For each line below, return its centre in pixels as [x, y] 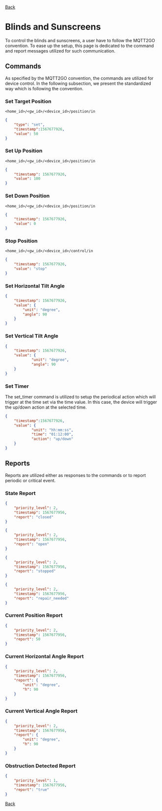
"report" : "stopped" [35, 571]
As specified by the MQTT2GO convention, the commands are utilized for [79, 78]
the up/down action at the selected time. [46, 407]
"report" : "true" [32, 789]
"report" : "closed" [34, 517]
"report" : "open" [32, 544]
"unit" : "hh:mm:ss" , [52, 430]
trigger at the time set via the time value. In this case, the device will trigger [81, 402]
